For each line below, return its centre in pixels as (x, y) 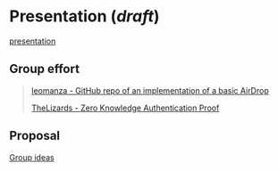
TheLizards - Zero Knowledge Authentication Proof (125, 108)
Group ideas (32, 157)
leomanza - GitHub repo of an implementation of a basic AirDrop (150, 90)
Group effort (45, 69)
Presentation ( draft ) (84, 16)
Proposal (35, 136)
